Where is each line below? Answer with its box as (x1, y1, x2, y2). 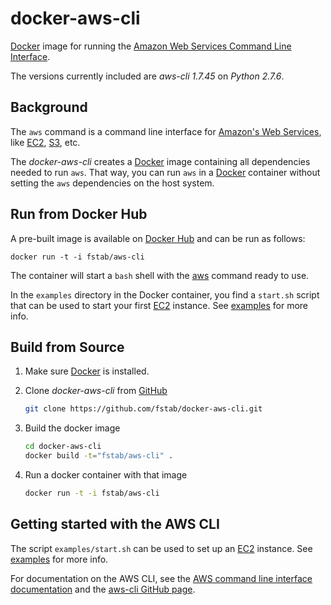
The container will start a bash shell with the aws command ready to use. (10, 269, 310, 281)
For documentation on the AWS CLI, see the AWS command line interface (10, 572, 313, 584)
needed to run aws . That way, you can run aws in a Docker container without (10, 166, 321, 178)
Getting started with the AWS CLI (10, 516, 220, 533)
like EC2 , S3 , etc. (10, 136, 81, 148)
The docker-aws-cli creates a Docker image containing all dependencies (10, 155, 311, 167)
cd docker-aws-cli (24, 442, 102, 452)
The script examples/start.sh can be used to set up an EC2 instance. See (10, 542, 313, 554)
